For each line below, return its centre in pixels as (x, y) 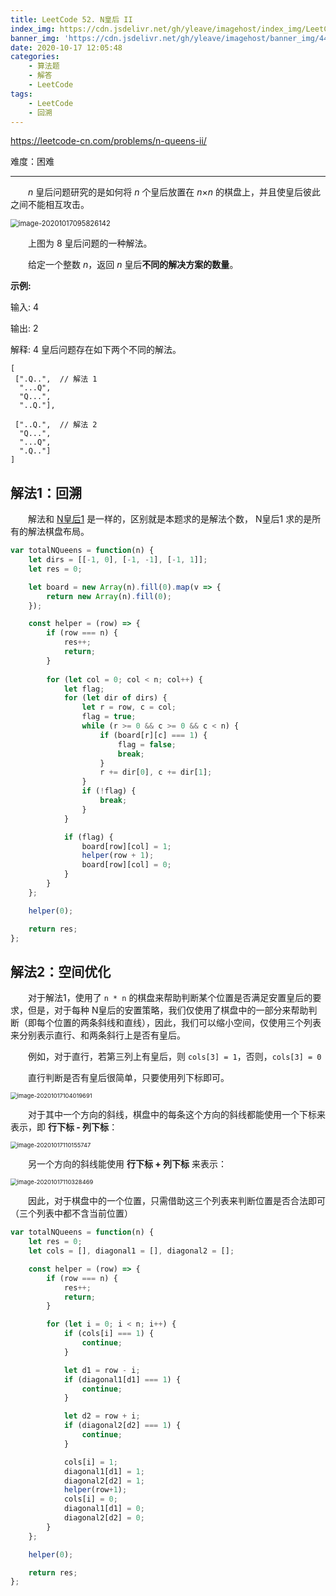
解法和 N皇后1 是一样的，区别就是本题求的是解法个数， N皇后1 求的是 (170, 519)
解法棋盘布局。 (58, 532)
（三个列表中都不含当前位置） (71, 1213)
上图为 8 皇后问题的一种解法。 (90, 243)
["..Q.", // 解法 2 (56, 425)
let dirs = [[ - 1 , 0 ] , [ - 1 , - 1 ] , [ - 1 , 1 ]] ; (118, 560)
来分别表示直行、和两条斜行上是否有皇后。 (98, 1035)
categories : (35, 57)
